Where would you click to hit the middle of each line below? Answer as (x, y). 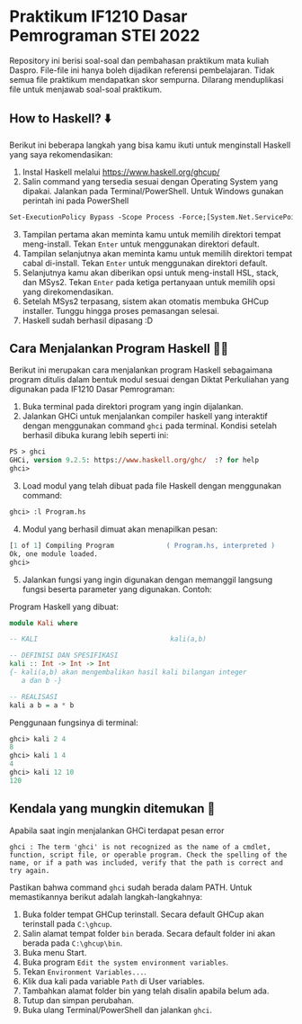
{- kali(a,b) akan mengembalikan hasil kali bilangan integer (128, 672)
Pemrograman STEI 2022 (105, 36)
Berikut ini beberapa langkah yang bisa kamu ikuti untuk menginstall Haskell (150, 145)
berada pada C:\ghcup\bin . (72, 943)
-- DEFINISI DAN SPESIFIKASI (64, 656)
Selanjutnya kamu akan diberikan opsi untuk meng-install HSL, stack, (150, 273)
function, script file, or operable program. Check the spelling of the (148, 855)
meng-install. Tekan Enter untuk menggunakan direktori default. (141, 244)
